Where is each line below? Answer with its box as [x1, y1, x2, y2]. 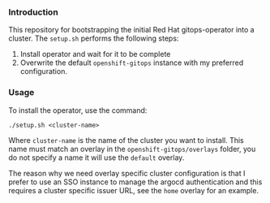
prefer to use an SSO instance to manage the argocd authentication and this [8, 177, 263, 187]
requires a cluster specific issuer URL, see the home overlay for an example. [8, 185, 259, 195]
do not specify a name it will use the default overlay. [8, 153, 185, 162]
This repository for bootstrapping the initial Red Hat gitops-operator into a [8, 25, 255, 35]
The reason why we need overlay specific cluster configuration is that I [8, 168, 246, 178]
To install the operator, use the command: [8, 105, 148, 115]
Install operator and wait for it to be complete [19, 50, 171, 59]
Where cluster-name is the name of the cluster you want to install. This [8, 135, 245, 145]
